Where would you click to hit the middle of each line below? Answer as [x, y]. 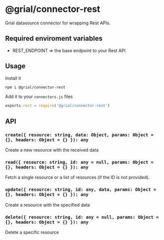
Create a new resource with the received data [52, 150]
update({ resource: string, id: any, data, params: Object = [81, 190]
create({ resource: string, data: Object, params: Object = [80, 135]
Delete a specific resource [32, 232]
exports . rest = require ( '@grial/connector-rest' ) [58, 106]
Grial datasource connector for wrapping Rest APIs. [58, 23]
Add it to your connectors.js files [39, 97]
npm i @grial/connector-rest [35, 87]
